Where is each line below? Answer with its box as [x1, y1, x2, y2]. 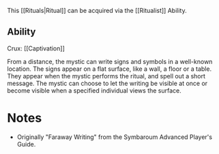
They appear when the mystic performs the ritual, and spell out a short [7, 72, 206, 80]
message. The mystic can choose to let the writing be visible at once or [7, 79, 208, 87]
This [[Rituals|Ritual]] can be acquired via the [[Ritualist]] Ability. [7, 7, 187, 14]
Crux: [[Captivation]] [7, 44, 65, 52]
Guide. [16, 140, 36, 148]
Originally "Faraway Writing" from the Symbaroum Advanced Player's [16, 133, 213, 141]
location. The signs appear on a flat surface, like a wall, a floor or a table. [7, 65, 212, 73]
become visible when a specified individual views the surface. [7, 86, 182, 95]
